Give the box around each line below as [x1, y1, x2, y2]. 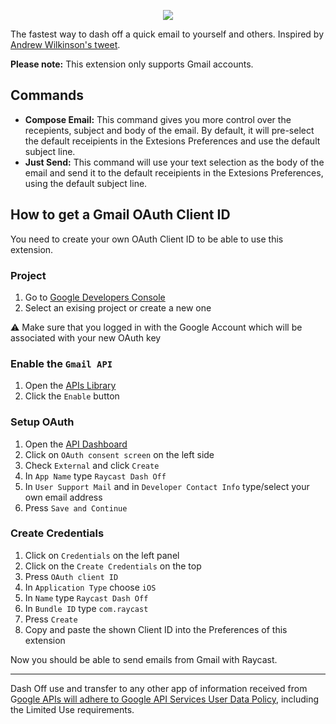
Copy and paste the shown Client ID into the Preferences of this [24, 623, 288, 635]
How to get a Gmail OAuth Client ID [10, 206, 231, 224]
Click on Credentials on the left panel [24, 549, 180, 561]
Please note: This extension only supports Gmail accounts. [10, 58, 254, 70]
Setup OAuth [10, 415, 75, 429]
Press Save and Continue [24, 501, 128, 514]
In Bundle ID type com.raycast [24, 602, 149, 614]
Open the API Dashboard [24, 438, 128, 450]
